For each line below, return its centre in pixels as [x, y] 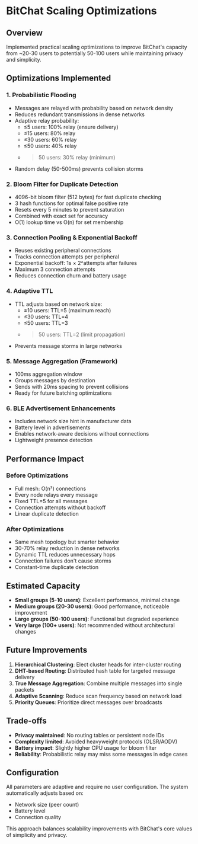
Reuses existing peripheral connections [63, 251]
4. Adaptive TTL [30, 291]
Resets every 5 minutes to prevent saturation [69, 209]
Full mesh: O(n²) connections [50, 488]
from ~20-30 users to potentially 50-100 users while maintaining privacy [95, 53]
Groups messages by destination [55, 380]
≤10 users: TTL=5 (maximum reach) [67, 310]
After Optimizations [35, 529]
